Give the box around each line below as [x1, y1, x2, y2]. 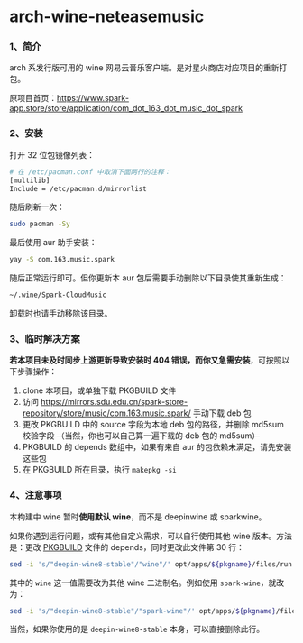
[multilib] [9, 176, 50, 185]
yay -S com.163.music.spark [9, 255, 115, 264]
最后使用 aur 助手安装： [9, 237, 97, 248]
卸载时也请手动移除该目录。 [9, 308, 113, 319]
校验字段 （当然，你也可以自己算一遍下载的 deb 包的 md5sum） [22, 430, 260, 441]
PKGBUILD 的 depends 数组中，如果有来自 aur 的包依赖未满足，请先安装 [22, 442, 292, 453]
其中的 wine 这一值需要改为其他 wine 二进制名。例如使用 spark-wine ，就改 [9, 577, 285, 588]
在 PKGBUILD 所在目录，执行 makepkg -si [22, 464, 178, 475]
